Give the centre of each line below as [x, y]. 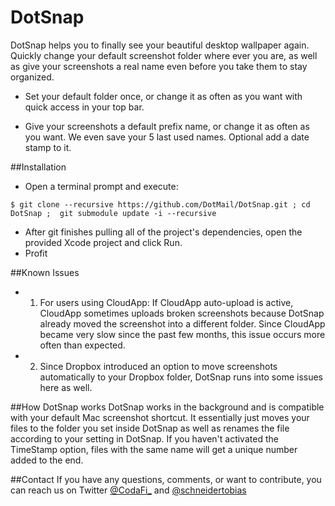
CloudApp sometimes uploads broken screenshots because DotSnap [182, 313]
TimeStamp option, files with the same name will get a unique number [154, 449]
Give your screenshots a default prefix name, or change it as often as [167, 126]
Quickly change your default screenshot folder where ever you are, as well [164, 55]
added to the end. [47, 460]
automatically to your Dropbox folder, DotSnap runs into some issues [181, 377]
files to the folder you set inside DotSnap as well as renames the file [150, 428]
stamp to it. [48, 147]
